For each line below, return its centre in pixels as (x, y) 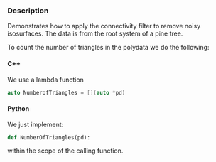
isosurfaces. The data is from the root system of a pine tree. (95, 33)
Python (18, 108)
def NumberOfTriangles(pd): (49, 137)
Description (28, 11)
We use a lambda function (45, 80)
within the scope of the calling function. (65, 151)
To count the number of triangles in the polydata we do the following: (108, 48)
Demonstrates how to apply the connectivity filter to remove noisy (104, 26)
